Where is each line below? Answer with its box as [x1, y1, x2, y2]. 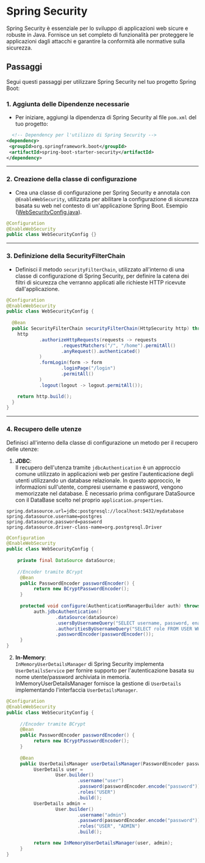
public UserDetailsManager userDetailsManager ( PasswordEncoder [20, 760, 184, 767]
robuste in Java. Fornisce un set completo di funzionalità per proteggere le [6, 31, 194, 38]
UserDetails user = [33, 766, 84, 772]
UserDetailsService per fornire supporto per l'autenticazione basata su [15, 667, 194, 674]
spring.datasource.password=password [6, 519, 103, 525]
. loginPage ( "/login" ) [60, 365, 116, 371]
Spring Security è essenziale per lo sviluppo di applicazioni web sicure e [6, 24, 189, 32]
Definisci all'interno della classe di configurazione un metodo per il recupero [6, 439, 198, 446]
